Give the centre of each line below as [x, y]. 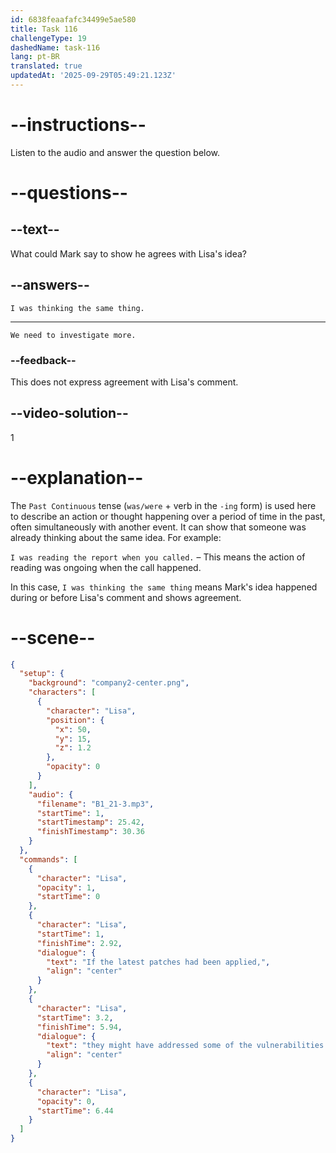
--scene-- [53, 637]
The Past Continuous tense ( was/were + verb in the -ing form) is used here [163, 505]
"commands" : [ [48, 859]
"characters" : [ [62, 692]
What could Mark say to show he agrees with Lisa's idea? [128, 253]
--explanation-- [77, 477]
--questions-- [69, 193]
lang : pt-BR [35, 57]
